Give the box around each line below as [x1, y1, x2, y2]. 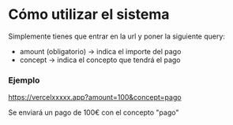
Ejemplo [8, 75, 40, 86]
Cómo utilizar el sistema [8, 6, 170, 24]
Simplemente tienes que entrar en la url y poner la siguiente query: [8, 31, 225, 41]
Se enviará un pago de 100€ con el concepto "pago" [8, 108, 179, 117]
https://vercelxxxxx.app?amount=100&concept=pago [8, 93, 182, 102]
